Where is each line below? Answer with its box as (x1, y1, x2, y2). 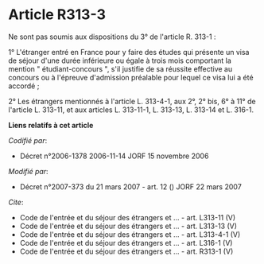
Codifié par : (8, 135, 48, 145)
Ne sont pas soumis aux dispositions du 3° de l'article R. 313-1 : (8, 32, 216, 41)
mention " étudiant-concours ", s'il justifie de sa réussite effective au (8, 64, 233, 73)
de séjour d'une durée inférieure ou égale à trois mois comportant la (8, 56, 232, 65)
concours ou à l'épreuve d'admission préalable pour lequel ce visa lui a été (8, 72, 254, 82)
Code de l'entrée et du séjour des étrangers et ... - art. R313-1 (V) (19, 247, 234, 256)
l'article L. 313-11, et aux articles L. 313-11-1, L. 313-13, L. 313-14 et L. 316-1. (8, 105, 254, 115)
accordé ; (8, 81, 40, 91)
